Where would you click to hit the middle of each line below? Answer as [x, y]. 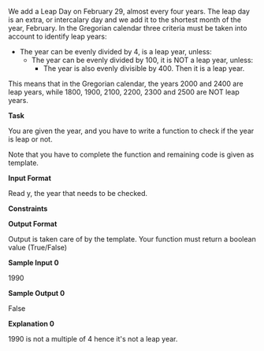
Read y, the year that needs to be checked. [78, 193]
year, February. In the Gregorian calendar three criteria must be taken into [128, 28]
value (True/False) [38, 248]
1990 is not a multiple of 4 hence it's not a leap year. [93, 339]
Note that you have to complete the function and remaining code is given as [131, 154]
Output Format [33, 224]
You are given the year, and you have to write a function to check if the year [131, 131]
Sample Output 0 [37, 293]
